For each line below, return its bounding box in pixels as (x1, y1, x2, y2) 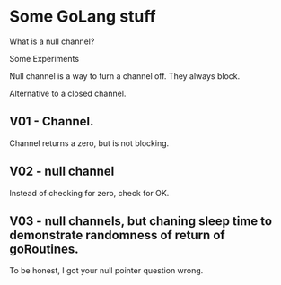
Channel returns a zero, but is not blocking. (9, 137, 170, 149)
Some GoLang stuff (9, 6, 156, 27)
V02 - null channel (9, 164, 115, 179)
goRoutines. (9, 241, 79, 256)
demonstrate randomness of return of (9, 227, 226, 243)
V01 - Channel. (9, 114, 94, 129)
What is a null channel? (9, 36, 95, 47)
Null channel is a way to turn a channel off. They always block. (9, 70, 241, 82)
